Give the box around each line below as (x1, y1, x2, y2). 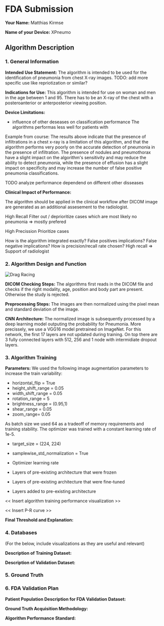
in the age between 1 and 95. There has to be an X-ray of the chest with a (5, 94, 153, 100)
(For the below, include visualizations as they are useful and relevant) (5, 541, 145, 546)
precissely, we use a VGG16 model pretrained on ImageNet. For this (5, 326, 141, 332)
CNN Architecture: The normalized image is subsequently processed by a (5, 315, 155, 321)
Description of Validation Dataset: (5, 559, 76, 566)
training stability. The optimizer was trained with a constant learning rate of (5, 426, 157, 432)
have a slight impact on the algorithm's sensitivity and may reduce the (5, 154, 146, 160)
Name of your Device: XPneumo (5, 29, 71, 35)
